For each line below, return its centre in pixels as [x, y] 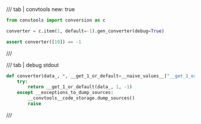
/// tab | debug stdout [33, 65]
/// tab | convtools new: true [41, 9]
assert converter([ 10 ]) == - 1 [44, 42]
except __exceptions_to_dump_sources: [65, 93]
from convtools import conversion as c [56, 20]
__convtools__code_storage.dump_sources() [81, 98]
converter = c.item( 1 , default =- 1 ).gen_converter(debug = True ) [85, 31]
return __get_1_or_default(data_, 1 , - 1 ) [80, 87]
